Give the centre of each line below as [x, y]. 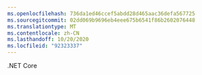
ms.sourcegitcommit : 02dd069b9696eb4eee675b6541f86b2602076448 [101, 20]
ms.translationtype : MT [42, 26]
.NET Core [22, 66]
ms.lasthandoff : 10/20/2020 [48, 40]
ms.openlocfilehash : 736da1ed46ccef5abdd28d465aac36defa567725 [101, 14]
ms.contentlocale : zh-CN [43, 33]
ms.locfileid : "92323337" [45, 46]
